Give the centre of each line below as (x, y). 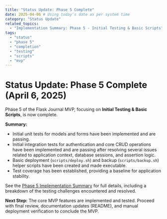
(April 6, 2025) (36, 96)
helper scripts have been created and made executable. (69, 166)
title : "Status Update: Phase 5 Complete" (50, 10)
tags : (11, 33)
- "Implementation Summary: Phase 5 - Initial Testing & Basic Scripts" (86, 28)
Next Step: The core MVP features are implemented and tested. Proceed (80, 201)
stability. (21, 176)
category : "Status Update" (33, 19)
